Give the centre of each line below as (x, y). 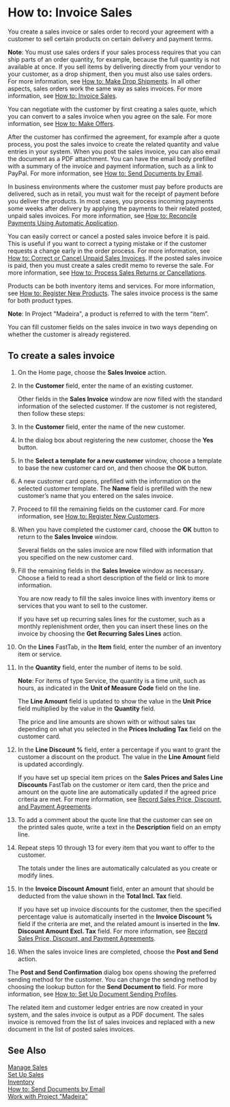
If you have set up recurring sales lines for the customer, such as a (111, 619)
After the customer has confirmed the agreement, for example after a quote (114, 137)
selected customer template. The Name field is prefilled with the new (115, 488)
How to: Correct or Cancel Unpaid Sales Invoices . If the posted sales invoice (115, 258)
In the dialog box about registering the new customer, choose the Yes (115, 440)
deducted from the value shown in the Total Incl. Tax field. (100, 896)
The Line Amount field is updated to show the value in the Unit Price (114, 701)
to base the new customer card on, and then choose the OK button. (113, 468)
